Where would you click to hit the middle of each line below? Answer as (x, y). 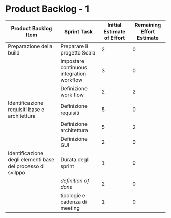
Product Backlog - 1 (47, 9)
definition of (75, 180)
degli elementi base (31, 159)
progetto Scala (78, 52)
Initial (115, 25)
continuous (74, 67)
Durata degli (75, 159)
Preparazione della (30, 46)
